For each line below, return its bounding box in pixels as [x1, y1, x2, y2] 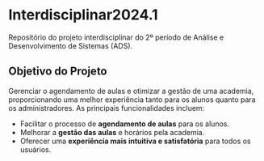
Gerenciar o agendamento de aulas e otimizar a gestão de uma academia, [8, 86, 254, 95]
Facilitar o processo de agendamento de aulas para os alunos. [19, 119, 230, 129]
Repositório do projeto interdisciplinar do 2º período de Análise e [8, 32, 224, 42]
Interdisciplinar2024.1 [8, 6, 159, 24]
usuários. [19, 144, 52, 155]
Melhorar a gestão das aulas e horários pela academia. [19, 127, 205, 137]
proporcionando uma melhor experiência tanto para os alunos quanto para [8, 95, 256, 104]
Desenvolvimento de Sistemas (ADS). [8, 40, 133, 50]
